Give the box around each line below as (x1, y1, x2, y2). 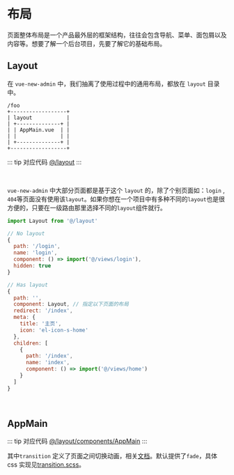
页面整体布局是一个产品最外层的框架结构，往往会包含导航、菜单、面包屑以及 (7, 31, 227, 39)
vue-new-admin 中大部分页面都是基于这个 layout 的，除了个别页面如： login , (7, 186, 225, 194)
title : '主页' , (19, 320, 62, 327)
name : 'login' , (13, 249, 58, 256)
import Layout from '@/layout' (7, 217, 98, 224)
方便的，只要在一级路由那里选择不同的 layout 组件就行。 (7, 203, 166, 212)
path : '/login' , (13, 243, 61, 250)
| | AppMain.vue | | (7, 126, 70, 133)
